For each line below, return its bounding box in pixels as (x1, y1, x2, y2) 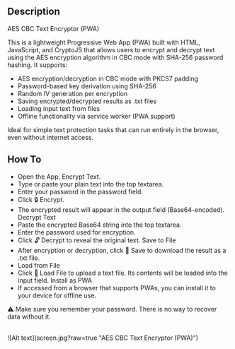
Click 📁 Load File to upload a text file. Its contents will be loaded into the (17, 268, 228, 277)
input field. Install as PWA (17, 276, 92, 285)
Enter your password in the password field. (17, 187, 144, 196)
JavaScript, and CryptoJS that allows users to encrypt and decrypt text (7, 45, 215, 54)
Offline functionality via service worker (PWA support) (17, 112, 176, 120)
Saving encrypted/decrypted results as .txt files (17, 97, 157, 105)
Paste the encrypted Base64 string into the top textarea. (17, 220, 182, 229)
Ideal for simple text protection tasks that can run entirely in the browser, (7, 125, 219, 134)
